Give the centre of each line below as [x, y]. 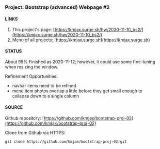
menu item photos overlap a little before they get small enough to [77, 91]
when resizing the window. [32, 67]
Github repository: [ [24, 118]
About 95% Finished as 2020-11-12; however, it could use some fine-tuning [80, 62]
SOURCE [14, 107]
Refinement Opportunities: [31, 76]
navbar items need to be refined [44, 86]
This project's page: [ [33, 30]
